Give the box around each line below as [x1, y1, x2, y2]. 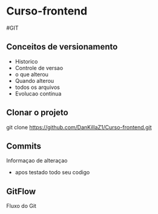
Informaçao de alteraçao [6, 157, 68, 164]
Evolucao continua [15, 89, 62, 97]
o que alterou [15, 71, 48, 78]
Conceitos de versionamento [6, 42, 118, 52]
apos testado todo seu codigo [15, 169, 90, 176]
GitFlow [6, 186, 36, 196]
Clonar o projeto [6, 108, 68, 118]
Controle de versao [15, 64, 64, 71]
